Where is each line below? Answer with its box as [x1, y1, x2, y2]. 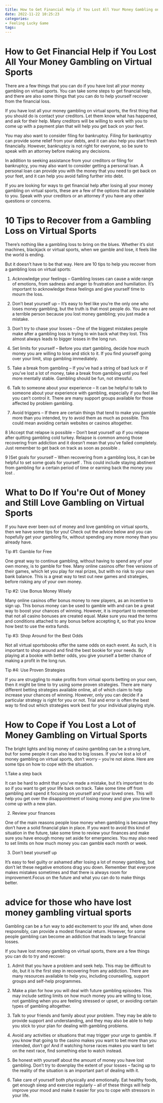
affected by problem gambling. [12, 401, 74, 406]
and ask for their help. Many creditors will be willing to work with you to [5, 118, 148, 124]
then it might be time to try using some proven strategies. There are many [5, 682, 152, 687]
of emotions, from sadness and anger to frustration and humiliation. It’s [12, 281, 154, 287]
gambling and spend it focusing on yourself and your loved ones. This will [5, 790, 153, 796]
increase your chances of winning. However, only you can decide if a [5, 692, 143, 698]
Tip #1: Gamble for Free [5, 548, 52, 554]
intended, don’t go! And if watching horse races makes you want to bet [12, 1042, 154, 1048]
